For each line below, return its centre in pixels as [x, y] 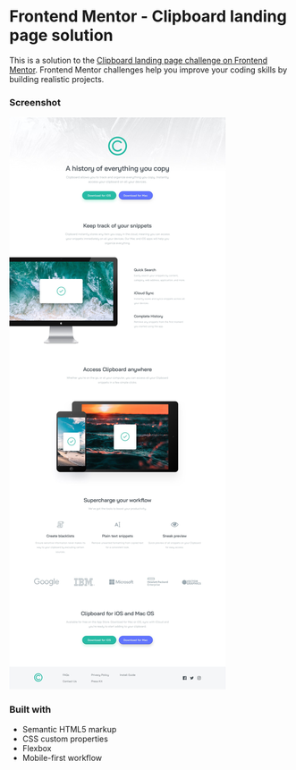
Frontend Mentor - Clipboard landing [148, 17]
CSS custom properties [65, 739]
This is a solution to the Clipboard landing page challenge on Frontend [139, 60]
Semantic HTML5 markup [69, 729]
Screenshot [35, 102]
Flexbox [37, 748]
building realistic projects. [57, 79]
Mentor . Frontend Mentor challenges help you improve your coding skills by [148, 70]
